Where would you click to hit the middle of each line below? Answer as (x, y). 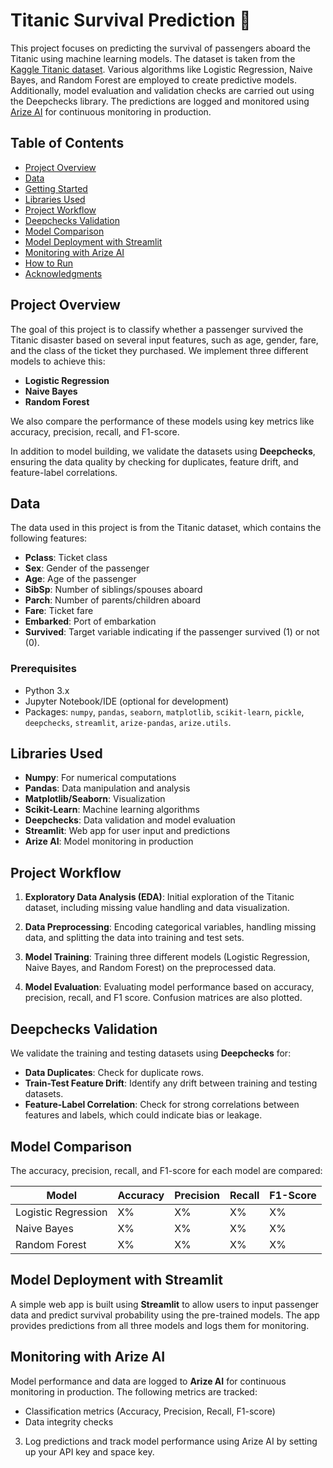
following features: (49, 538)
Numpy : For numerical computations (100, 778)
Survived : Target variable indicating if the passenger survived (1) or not (172, 632)
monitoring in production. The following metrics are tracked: (134, 1391)
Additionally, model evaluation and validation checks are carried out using (162, 90)
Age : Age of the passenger (80, 579)
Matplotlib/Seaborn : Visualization (95, 799)
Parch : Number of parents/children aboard (113, 600)
